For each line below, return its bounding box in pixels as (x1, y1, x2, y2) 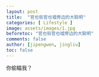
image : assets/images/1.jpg (6, 25, 76, 31)
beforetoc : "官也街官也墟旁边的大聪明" (6, 31, 94, 37)
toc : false (6, 47, 33, 53)
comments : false (6, 36, 46, 42)
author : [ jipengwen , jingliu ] (6, 42, 81, 48)
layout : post (6, 8, 39, 15)
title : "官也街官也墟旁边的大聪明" (6, 14, 86, 20)
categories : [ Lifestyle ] (6, 20, 73, 25)
